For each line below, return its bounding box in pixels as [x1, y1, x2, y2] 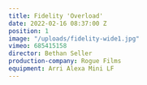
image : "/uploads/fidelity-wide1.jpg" [8, 34, 140, 43]
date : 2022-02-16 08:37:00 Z [8, 19, 107, 28]
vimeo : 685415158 [8, 42, 67, 50]
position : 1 [8, 27, 49, 35]
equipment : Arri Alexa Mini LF [8, 65, 115, 73]
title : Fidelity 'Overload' [8, 11, 104, 20]
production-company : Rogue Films [8, 57, 122, 66]
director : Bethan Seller [8, 49, 93, 57]
